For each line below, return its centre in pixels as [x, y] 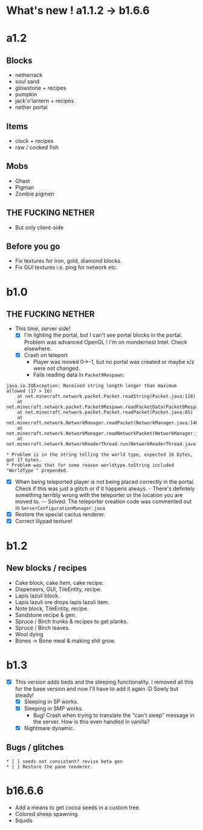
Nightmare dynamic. [49, 728]
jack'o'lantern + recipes [44, 101]
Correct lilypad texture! [44, 521]
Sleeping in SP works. [51, 701]
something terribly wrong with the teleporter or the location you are [99, 495]
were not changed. [56, 368]
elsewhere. [38, 348]
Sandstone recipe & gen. [46, 614]
